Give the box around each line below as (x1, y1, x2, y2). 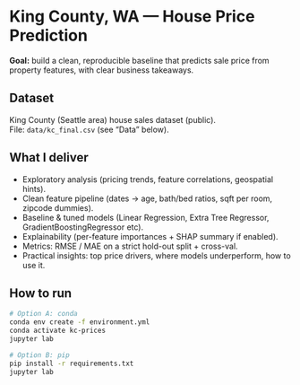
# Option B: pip (9, 350, 70, 360)
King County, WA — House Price (9, 6, 255, 27)
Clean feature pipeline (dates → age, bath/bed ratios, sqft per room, (21, 193, 273, 204)
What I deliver (9, 150, 89, 165)
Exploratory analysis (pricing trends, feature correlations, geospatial (21, 173, 274, 185)
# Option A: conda (9, 310, 78, 319)
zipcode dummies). (21, 202, 94, 213)
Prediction (9, 25, 88, 46)
